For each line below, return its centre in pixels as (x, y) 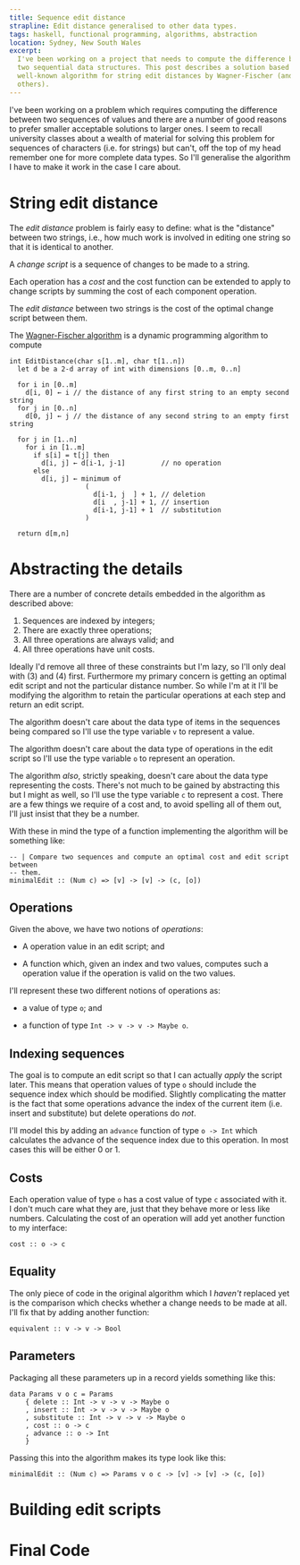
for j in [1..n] (47, 440)
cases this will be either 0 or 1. (65, 1150)
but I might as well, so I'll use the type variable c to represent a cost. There (146, 794)
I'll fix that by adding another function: (79, 1312)
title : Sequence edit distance (67, 17)
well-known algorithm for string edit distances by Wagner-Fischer (146, 76)
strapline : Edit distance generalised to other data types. (124, 26)
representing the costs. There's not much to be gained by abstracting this (145, 785)
